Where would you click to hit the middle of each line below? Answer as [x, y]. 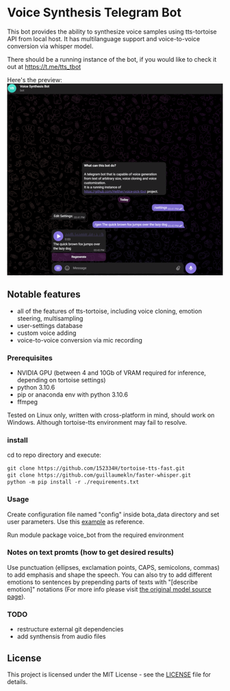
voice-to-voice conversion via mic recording [79, 340]
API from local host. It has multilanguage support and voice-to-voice [104, 38]
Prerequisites [30, 357]
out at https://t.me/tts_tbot [44, 66]
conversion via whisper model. [50, 46]
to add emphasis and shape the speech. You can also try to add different [110, 575]
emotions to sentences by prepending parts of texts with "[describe [103, 582]
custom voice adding [47, 333]
